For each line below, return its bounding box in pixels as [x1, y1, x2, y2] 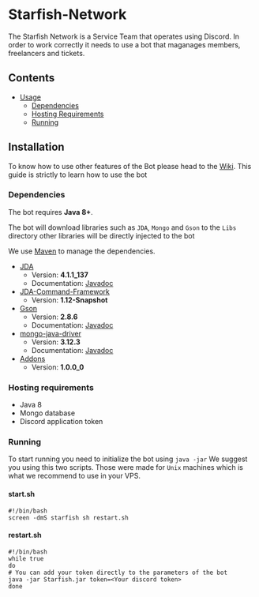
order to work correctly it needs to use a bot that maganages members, [8, 39, 241, 49]
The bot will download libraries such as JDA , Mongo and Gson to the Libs [8, 223, 237, 232]
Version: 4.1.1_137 [31, 270, 88, 280]
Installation [8, 141, 65, 154]
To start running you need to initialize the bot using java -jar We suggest [8, 454, 248, 464]
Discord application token [19, 417, 103, 426]
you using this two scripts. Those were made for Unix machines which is [8, 463, 243, 472]
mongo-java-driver [19, 329, 81, 338]
